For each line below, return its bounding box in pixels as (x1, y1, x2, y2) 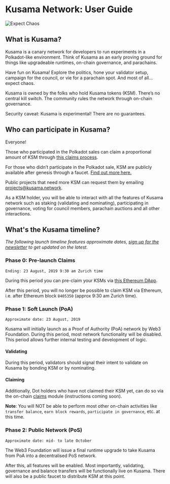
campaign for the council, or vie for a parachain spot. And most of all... (5, 75, 153, 81)
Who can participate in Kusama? (5, 126, 111, 134)
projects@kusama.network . (5, 185, 63, 191)
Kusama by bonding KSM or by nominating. (5, 365, 96, 371)
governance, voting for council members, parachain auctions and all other (5, 205, 160, 211)
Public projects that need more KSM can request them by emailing (5, 179, 144, 185)
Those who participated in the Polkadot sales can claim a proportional (5, 148, 151, 155)
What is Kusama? (5, 35, 62, 44)
